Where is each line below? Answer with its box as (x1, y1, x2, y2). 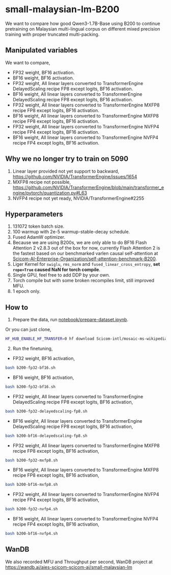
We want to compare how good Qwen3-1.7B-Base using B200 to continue (5, 20, 160, 26)
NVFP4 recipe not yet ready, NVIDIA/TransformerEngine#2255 (12, 195, 145, 201)
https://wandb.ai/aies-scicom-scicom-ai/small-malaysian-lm (5, 564, 132, 570)
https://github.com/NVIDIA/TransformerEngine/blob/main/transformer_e (12, 184, 164, 190)
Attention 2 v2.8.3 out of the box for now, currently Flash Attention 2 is (12, 245, 160, 251)
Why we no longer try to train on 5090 (5, 154, 129, 163)
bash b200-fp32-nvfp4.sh (5, 507, 58, 512)
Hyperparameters (5, 210, 64, 218)
